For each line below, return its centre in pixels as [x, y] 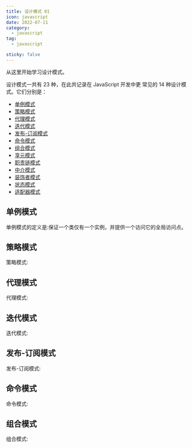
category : [18, 28]
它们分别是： [32, 92]
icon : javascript [27, 17]
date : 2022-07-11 [27, 22]
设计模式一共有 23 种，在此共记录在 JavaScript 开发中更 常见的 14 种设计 [94, 84]
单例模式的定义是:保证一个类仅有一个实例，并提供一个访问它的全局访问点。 [96, 227]
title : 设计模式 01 [28, 11]
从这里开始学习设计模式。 [37, 72]
